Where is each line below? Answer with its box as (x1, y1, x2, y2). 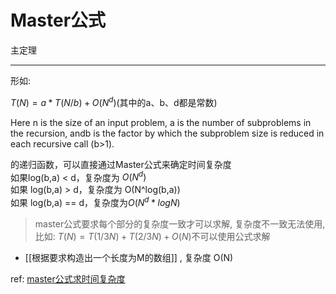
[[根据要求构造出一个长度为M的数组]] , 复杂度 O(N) (24, 251, 234, 263)
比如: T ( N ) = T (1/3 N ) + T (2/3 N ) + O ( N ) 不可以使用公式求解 (34, 230, 271, 242)
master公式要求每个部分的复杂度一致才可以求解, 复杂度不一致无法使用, (34, 217, 326, 230)
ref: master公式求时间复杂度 (10, 272, 126, 285)
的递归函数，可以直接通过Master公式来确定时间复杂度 (10, 158, 232, 170)
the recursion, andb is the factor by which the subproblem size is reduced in (10, 127, 325, 139)
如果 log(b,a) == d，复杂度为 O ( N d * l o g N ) (10, 195, 181, 208)
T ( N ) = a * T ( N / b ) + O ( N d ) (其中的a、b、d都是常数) (10, 94, 218, 108)
